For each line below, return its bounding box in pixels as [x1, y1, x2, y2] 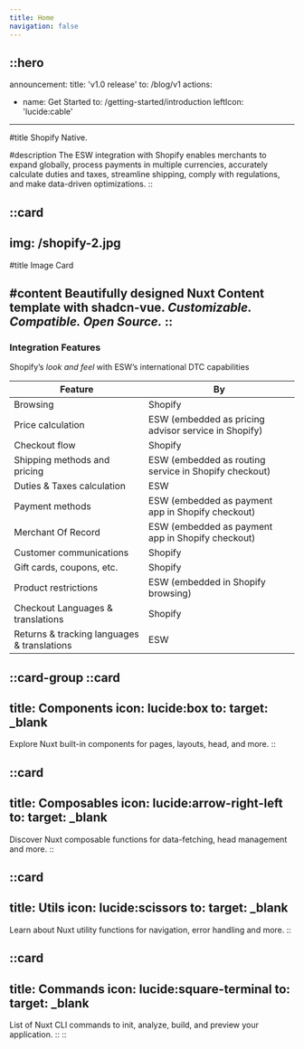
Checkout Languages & [14, 602, 113, 615]
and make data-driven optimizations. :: [9, 178, 154, 190]
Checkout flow [14, 439, 76, 452]
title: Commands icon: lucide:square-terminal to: [9, 981, 291, 997]
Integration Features [9, 341, 101, 354]
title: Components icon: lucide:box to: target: [9, 700, 269, 715]
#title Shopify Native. [9, 132, 88, 143]
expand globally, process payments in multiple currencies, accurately [9, 159, 269, 170]
